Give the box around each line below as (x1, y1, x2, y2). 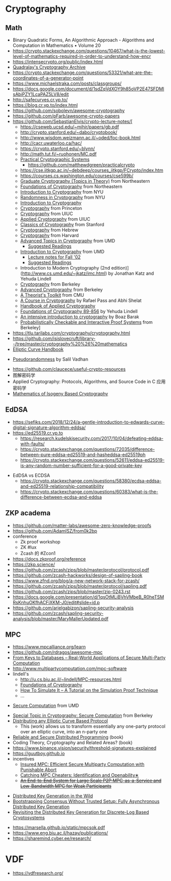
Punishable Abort (20, 767, 57, 773)
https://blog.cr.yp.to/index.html (12, 102, 78, 108)
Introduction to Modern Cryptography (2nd (20, 265, 110, 271)
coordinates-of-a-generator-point (12, 75, 84, 81)
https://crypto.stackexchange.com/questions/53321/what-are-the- (12, 69, 153, 76)
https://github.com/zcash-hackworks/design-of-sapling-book (12, 572, 142, 578)
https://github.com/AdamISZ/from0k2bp (12, 528, 98, 534)
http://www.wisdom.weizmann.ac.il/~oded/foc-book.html (20, 135, 141, 140)
